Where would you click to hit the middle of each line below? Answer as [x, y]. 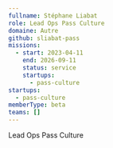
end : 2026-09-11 [50, 61]
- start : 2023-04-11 [49, 53]
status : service [50, 68]
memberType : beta [37, 105]
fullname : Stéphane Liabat [53, 16]
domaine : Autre [33, 30]
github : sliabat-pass [44, 38]
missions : [25, 46]
